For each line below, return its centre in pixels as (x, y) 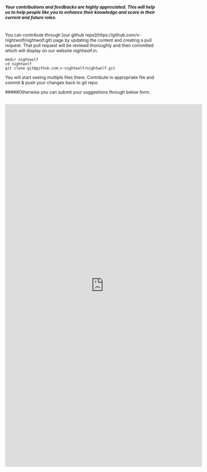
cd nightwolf (18, 64)
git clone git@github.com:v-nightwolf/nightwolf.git (60, 68)
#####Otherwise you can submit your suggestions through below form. (78, 92)
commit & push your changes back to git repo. (52, 82)
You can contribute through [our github (45, 35)
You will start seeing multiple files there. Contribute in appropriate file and (80, 77)
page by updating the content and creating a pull (103, 40)
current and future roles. (31, 17)
